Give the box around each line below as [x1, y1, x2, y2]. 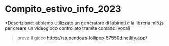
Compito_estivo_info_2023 [5, 3, 121, 15]
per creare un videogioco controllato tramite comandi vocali [5, 25, 130, 31]
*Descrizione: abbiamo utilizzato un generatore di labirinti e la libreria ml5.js [5, 20, 164, 26]
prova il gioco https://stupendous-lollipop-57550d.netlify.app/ [17, 35, 147, 41]
